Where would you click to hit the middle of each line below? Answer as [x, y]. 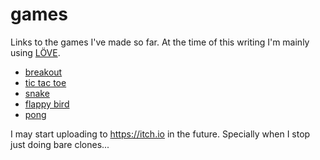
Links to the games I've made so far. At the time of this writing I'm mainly [160, 42]
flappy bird [47, 104]
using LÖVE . [35, 52]
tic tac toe [45, 82]
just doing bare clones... [60, 144]
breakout [43, 72]
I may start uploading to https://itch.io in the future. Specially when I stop [160, 134]
